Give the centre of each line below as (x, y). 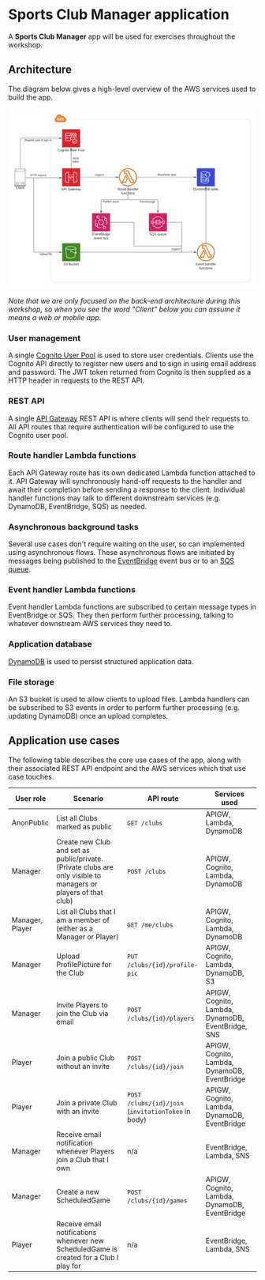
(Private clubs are (85, 867)
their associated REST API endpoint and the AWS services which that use (127, 768)
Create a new (78, 1192)
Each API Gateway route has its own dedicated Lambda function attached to (132, 473)
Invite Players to (82, 1005)
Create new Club (84, 842)
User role (31, 798)
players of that (80, 892)
